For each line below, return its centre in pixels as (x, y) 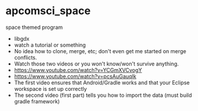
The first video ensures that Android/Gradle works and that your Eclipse (102, 82)
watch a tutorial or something (50, 45)
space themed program (34, 27)
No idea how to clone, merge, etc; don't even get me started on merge (100, 51)
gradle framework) (37, 101)
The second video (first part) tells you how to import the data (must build (103, 95)
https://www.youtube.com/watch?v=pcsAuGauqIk (75, 76)
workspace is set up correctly (50, 89)
